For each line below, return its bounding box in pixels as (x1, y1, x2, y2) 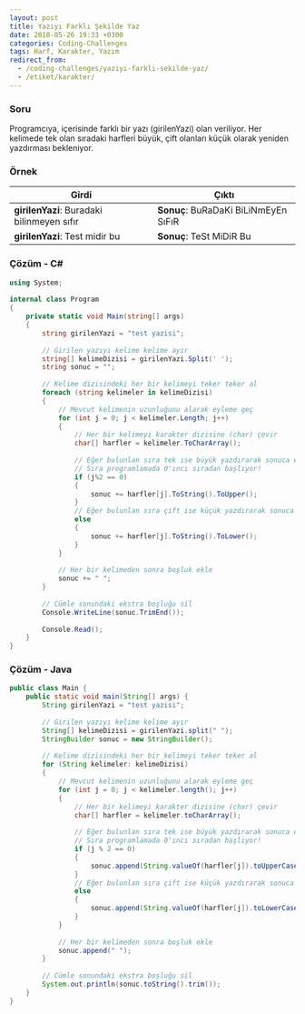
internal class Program (9, 295, 100, 305)
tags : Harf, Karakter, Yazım (9, 47, 120, 56)
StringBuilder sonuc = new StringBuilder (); (42, 734, 213, 744)
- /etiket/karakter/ (17, 73, 95, 82)
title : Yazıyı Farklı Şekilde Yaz (9, 22, 141, 31)
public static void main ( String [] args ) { (25, 692, 189, 701)
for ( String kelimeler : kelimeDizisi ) (42, 760, 189, 769)
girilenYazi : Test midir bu (14, 230, 121, 243)
